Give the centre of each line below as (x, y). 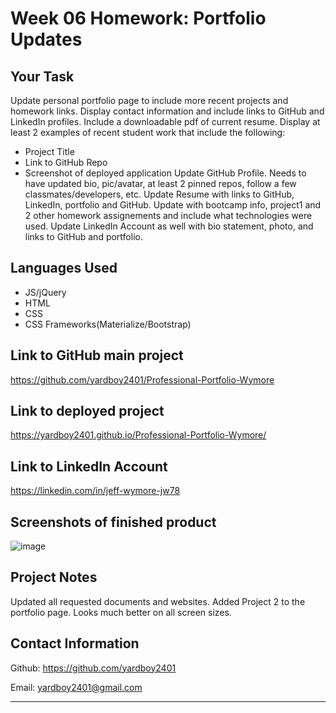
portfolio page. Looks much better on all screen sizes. (121, 612)
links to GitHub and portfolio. (83, 236)
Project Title (49, 151)
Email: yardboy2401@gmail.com (76, 687)
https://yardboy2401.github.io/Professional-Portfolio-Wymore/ (138, 435)
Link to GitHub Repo (66, 162)
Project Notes (54, 577)
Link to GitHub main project (97, 355)
